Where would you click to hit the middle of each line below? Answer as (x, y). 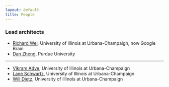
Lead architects (25, 32)
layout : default (22, 10)
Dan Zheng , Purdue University (44, 54)
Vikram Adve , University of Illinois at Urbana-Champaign (71, 68)
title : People (20, 15)
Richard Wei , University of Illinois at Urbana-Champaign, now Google (84, 43)
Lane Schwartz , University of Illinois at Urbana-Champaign (73, 73)
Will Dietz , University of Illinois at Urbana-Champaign (68, 79)
